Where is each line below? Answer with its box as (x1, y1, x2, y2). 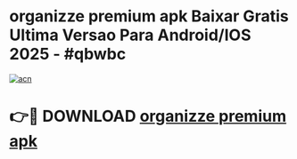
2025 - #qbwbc (9, 44, 127, 64)
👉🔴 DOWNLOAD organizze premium (9, 107, 287, 126)
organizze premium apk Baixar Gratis (9, 6, 289, 27)
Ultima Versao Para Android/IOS (9, 25, 252, 45)
